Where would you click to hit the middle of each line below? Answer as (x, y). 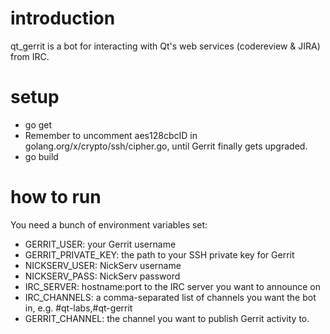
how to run (56, 197)
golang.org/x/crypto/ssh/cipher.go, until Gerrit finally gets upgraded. (166, 146)
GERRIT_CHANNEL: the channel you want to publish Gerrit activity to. (167, 318)
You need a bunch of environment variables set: (109, 224)
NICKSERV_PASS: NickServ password (102, 276)
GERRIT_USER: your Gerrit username (100, 244)
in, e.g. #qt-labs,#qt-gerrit (78, 308)
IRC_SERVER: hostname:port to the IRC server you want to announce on (172, 286)
